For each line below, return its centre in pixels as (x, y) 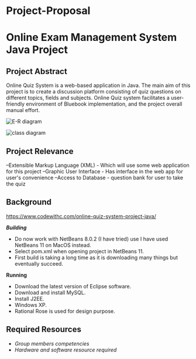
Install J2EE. (29, 298)
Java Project (37, 50)
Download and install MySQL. (50, 292)
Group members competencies (52, 343)
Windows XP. (30, 305)
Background (29, 202)
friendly (16, 104)
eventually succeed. (39, 263)
